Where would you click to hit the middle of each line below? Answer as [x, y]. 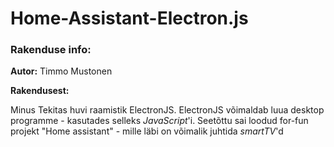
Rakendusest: [40, 91]
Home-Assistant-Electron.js [129, 18]
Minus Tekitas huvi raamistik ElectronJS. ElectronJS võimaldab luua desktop [167, 110]
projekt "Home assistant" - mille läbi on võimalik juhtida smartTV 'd [147, 131]
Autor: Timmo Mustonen [61, 71]
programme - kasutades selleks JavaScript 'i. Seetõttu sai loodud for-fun [159, 121]
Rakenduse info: [51, 50]
